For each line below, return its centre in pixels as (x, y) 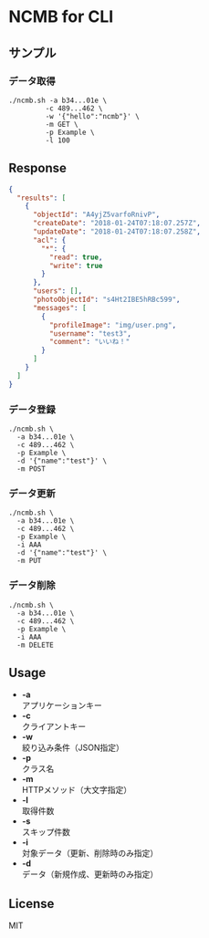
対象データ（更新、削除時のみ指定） (90, 853)
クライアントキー (54, 726)
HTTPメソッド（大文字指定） (77, 790)
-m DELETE (35, 645)
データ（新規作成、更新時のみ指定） (90, 874)
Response (38, 168)
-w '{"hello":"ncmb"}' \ (93, 116)
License (31, 904)
